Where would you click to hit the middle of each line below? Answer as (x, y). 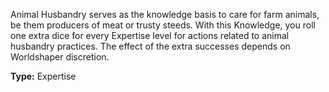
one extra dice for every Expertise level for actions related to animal (150, 35)
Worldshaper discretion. (60, 57)
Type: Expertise (43, 76)
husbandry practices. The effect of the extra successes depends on (150, 46)
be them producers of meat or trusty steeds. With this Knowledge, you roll (163, 25)
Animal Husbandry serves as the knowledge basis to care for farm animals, (165, 14)
